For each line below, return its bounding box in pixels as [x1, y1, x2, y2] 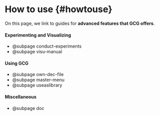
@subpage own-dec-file [12, 71, 64, 78]
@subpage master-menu [12, 77, 65, 83]
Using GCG [5, 60, 29, 66]
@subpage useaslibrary [12, 82, 62, 88]
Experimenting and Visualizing [5, 32, 71, 38]
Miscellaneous [5, 94, 37, 100]
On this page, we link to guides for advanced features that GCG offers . [5, 20, 155, 26]
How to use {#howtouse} [5, 4, 113, 15]
